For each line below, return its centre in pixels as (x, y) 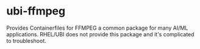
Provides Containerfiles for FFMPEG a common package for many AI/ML (97, 28)
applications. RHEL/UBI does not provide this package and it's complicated (100, 34)
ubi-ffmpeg (36, 11)
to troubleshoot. (27, 41)
